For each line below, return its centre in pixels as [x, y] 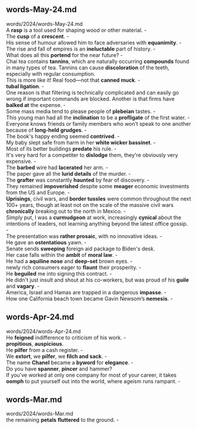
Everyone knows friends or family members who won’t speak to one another [98, 123]
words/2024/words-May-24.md [44, 24]
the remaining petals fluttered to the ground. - [63, 420]
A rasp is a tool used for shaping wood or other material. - [76, 30]
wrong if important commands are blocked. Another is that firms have [90, 99]
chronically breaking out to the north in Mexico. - [66, 211]
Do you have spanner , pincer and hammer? [59, 368]
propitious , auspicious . [35, 344]
